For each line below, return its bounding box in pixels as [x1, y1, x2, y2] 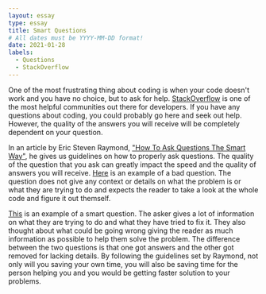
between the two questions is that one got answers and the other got [8, 242, 234, 252]
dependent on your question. [8, 127, 103, 137]
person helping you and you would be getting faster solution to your [8, 268, 230, 277]
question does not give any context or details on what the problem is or [8, 176, 241, 186]
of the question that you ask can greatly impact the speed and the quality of [8, 160, 256, 169]
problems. [8, 276, 41, 286]
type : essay [8, 19, 48, 27]
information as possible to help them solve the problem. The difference [8, 234, 241, 243]
